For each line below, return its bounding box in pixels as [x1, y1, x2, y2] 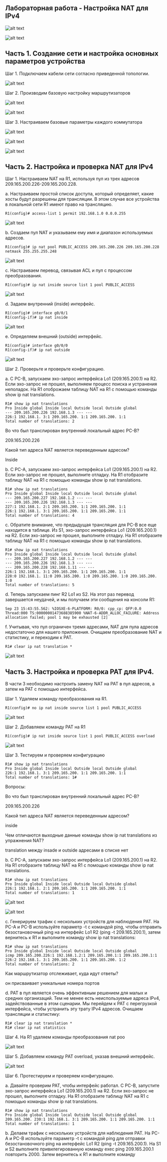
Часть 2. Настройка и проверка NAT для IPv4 [5, 163, 154, 171]
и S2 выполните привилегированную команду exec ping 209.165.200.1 [5, 1146, 154, 1152]
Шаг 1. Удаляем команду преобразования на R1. [5, 696, 108, 702]
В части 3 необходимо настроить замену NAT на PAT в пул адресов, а [5, 681, 155, 687]
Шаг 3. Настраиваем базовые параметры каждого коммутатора [5, 119, 143, 125]
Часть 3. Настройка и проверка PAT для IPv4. [5, 667, 155, 676]
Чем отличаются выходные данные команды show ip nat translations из [5, 832, 157, 838]
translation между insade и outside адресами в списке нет [5, 847, 129, 853]
